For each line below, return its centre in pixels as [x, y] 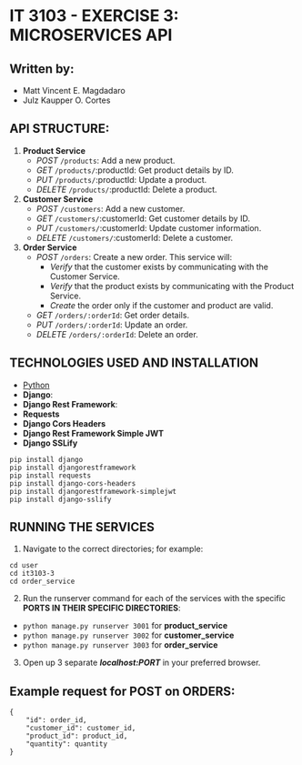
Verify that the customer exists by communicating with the [159, 267]
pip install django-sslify [60, 499]
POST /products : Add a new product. [106, 160]
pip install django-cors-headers [73, 483]
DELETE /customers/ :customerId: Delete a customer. [135, 237]
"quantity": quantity [66, 744]
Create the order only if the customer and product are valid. [161, 305]
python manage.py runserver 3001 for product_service [125, 626]
